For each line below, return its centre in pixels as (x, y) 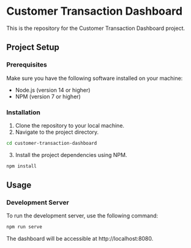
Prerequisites (27, 65)
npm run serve (24, 227)
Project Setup (33, 47)
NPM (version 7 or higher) (48, 97)
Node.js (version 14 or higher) (53, 90)
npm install (21, 166)
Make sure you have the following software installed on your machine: (95, 78)
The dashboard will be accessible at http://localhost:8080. (80, 239)
